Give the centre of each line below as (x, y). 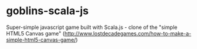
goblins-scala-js (47, 11)
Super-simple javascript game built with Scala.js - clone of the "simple (92, 27)
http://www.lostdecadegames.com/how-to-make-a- (128, 33)
